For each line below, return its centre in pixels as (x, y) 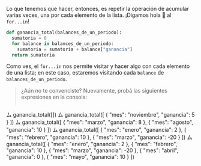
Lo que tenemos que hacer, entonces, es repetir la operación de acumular (97, 9)
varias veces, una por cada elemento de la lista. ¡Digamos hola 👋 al (89, 15)
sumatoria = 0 (29, 38)
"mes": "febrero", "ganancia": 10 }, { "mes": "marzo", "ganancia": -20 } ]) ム (99, 137)
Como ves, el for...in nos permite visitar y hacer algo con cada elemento (98, 66)
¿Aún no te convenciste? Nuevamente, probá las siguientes (94, 91)
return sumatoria (33, 55)
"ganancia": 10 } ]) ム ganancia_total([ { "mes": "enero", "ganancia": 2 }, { (97, 130)
